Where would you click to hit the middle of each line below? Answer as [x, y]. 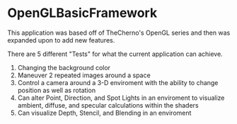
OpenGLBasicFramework [82, 13]
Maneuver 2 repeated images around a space [84, 75]
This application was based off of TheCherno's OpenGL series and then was [119, 33]
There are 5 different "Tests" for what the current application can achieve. [115, 54]
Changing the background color [64, 67]
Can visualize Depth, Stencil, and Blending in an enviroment [104, 113]
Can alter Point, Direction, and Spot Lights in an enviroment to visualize [121, 98]
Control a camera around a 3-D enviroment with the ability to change [118, 82]
